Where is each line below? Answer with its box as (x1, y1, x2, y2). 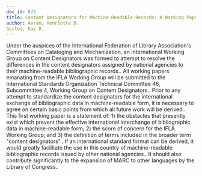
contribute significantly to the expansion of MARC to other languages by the (6, 157, 195, 164)
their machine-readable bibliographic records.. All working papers (6, 67, 170, 75)
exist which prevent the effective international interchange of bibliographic (6, 118, 191, 126)
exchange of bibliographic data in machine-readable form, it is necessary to (6, 100, 194, 107)
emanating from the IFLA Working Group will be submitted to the (6, 74, 166, 81)
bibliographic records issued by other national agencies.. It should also (6, 151, 182, 158)
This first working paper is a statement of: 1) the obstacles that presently (6, 112, 186, 120)
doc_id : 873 (6, 8, 36, 15)
